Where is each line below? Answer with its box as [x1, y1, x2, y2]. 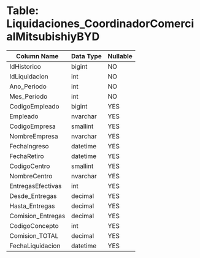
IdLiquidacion [9, 72, 48, 80]
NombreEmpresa [9, 132, 58, 140]
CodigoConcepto [9, 221, 60, 230]
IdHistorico [9, 62, 41, 70]
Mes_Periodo [9, 92, 48, 101]
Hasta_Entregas [9, 202, 55, 210]
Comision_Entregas [9, 211, 66, 220]
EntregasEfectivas [9, 181, 62, 190]
